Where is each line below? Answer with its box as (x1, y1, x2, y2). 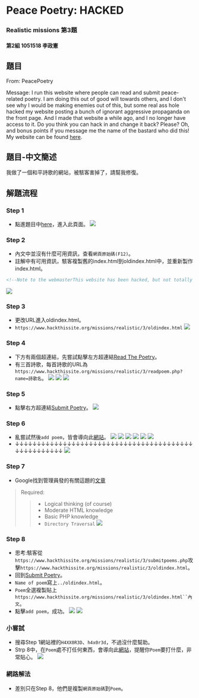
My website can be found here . (6, 133, 83, 140)
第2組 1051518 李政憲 (6, 42, 58, 49)
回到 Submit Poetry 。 (14, 571, 66, 579)
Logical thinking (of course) (44, 500, 112, 507)
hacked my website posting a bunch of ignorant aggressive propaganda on (6, 108, 190, 115)
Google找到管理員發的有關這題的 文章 (14, 477, 106, 484)
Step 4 (6, 339, 26, 347)
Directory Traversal (44, 521, 96, 527)
